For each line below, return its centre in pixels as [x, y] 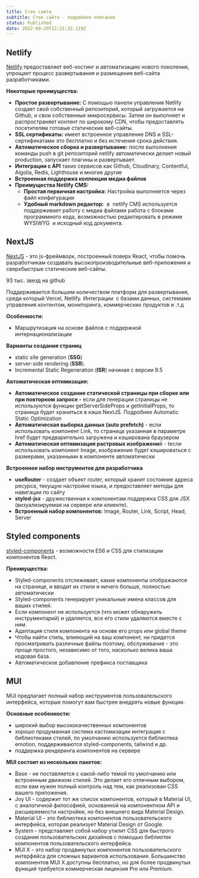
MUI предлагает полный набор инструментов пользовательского [89, 695]
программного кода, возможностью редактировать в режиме [103, 217]
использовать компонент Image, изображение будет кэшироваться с [103, 450]
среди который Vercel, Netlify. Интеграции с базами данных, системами [99, 298]
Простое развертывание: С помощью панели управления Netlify [98, 103]
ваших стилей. [33, 605]
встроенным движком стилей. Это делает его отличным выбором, [100, 780]
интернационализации [43, 334]
